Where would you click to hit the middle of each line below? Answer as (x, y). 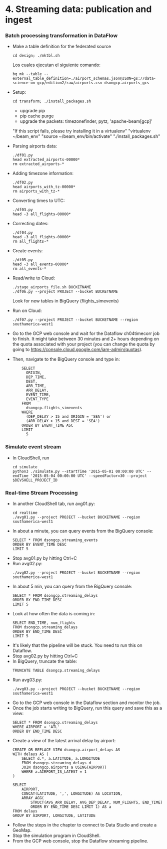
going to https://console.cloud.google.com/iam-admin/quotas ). (77, 350)
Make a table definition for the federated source (62, 47)
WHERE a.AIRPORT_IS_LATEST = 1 (54, 772)
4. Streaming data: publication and (78, 9)
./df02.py (23, 183)
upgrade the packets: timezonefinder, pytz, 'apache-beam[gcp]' (86, 121)
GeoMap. (22, 830)
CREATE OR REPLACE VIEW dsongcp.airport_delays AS (66, 750)
